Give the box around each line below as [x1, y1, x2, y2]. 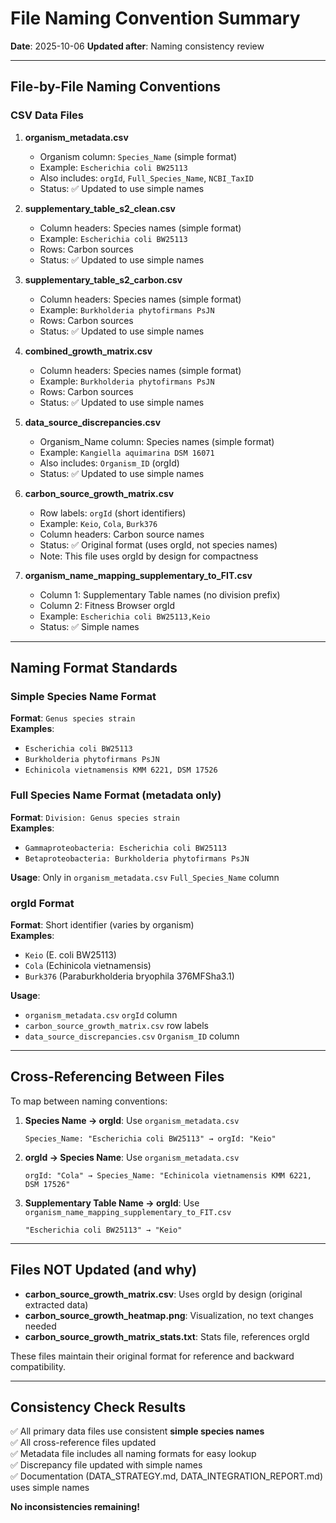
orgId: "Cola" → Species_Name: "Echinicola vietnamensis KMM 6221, [24, 1170, 312, 1181]
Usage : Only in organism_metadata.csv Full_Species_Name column [10, 871, 280, 883]
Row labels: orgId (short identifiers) [39, 507, 187, 519]
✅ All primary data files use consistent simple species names [10, 1425, 265, 1437]
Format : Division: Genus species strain [10, 811, 180, 823]
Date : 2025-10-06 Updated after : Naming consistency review [10, 40, 265, 52]
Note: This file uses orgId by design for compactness [39, 550, 259, 562]
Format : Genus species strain [10, 712, 136, 724]
